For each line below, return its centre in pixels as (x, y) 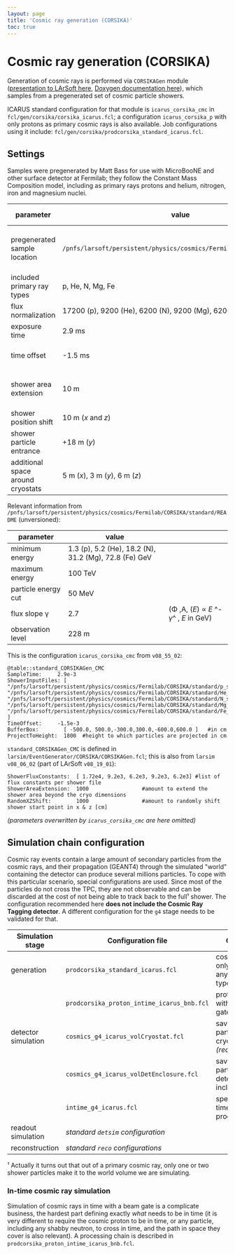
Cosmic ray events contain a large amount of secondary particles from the (114, 859)
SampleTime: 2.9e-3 (42, 675)
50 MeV (81, 593)
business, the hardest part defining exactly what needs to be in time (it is (112, 1213)
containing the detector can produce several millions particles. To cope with (116, 874)
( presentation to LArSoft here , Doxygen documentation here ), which (105, 88)
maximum (27, 569)
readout (24, 1128)
